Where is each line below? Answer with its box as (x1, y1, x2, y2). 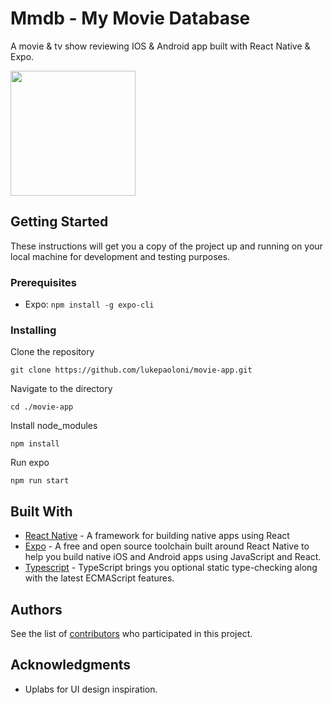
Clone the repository (10, 346, 95, 358)
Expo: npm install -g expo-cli (24, 298, 155, 311)
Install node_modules (10, 420, 98, 432)
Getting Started (10, 213, 109, 231)
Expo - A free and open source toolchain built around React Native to (24, 540, 310, 552)
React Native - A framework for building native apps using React (24, 530, 290, 542)
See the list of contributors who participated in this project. (10, 627, 253, 639)
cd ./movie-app (10, 402, 74, 412)
